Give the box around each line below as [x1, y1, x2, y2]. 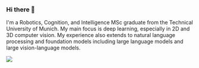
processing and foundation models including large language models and [6, 38, 184, 45]
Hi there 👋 [6, 5, 36, 14]
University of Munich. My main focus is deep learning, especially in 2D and [6, 25, 190, 32]
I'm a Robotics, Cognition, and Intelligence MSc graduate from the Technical [6, 19, 194, 26]
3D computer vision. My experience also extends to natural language [6, 32, 176, 39]
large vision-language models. [6, 44, 81, 51]
